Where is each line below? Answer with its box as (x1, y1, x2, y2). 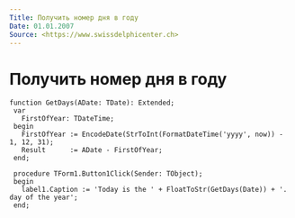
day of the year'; (9, 193, 78, 203)
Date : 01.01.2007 (9, 22, 75, 31)
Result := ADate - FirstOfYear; (21, 146, 164, 155)
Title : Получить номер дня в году (9, 13, 139, 23)
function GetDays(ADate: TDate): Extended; (9, 98, 175, 108)
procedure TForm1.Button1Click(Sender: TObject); (13, 169, 203, 178)
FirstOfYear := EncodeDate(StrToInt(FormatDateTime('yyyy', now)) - (21, 130, 283, 140)
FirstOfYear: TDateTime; (21, 114, 115, 123)
